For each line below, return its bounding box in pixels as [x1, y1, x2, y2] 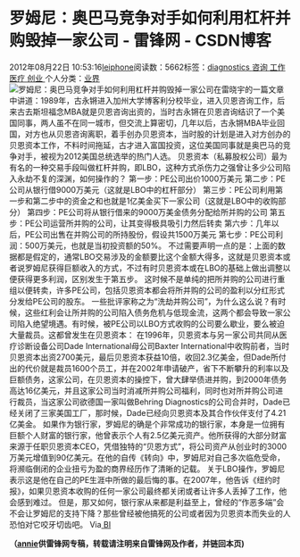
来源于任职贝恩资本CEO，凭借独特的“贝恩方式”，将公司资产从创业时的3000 [9, 441, 287, 452]
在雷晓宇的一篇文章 [213, 84, 284, 95]
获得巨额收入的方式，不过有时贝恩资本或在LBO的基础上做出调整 [47, 262, 283, 273]
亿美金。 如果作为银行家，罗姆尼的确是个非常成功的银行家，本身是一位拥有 [9, 419, 286, 429]
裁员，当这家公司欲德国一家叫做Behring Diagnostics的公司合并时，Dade [16, 396, 283, 407]
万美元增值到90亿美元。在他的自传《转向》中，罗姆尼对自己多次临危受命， [9, 452, 286, 462]
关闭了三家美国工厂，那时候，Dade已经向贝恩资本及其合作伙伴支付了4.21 [16, 407, 287, 418]
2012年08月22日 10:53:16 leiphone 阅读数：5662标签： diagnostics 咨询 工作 [9, 62, 286, 72]
